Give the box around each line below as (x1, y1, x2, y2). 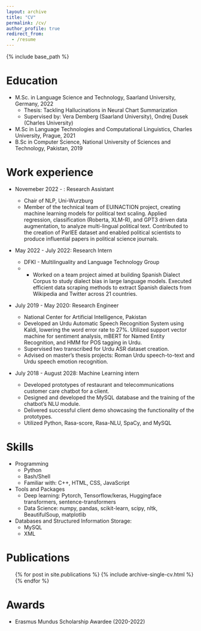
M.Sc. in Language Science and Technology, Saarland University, (14, 93, 176, 101)
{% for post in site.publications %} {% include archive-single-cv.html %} (14, 571, 194, 578)
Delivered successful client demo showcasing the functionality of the (23, 406, 194, 414)
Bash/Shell (23, 472, 51, 480)
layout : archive (6, 8, 47, 15)
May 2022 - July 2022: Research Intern (14, 247, 112, 254)
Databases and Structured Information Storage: (14, 517, 132, 524)
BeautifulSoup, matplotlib (23, 511, 87, 518)
